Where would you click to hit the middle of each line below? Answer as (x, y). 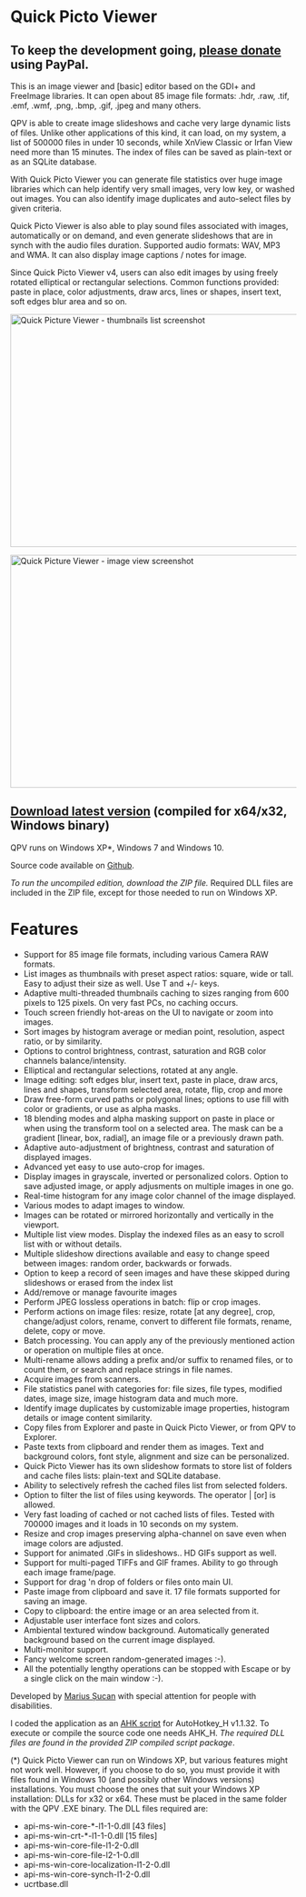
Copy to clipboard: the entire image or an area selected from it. (141, 1611)
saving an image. (55, 1601)
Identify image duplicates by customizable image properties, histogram (156, 1408)
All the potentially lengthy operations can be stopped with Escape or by (157, 1668)
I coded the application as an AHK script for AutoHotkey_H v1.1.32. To (140, 1723)
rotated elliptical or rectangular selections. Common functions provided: (145, 282)
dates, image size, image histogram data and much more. (131, 1398)
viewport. (41, 1225)
